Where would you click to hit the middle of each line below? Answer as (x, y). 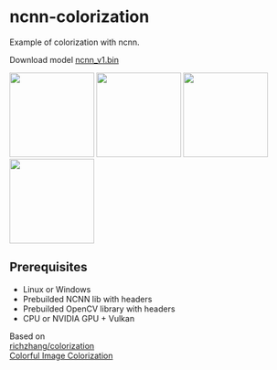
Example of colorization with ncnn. (75, 42)
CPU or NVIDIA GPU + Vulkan (79, 318)
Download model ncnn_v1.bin (64, 59)
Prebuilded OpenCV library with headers (99, 309)
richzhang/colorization (52, 345)
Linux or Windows (57, 289)
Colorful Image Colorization (61, 355)
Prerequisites (48, 267)
